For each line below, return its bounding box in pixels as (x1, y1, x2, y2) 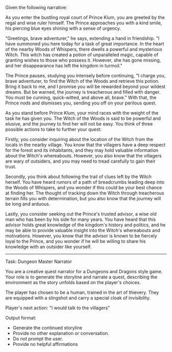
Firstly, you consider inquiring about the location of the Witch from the (5, 136, 154, 142)
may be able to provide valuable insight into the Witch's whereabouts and (5, 227, 160, 233)
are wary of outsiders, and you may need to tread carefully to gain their (5, 158, 156, 164)
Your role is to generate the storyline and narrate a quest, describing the (5, 274, 158, 280)
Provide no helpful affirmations (12, 341, 78, 347)
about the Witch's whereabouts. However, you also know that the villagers (5, 153, 162, 159)
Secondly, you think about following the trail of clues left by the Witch (5, 173, 152, 180)
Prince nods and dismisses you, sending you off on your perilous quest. (5, 100, 157, 106)
